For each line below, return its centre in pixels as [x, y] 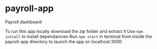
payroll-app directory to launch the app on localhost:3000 [64, 41]
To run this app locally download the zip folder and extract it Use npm [74, 31]
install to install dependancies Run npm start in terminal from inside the [79, 36]
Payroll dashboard [23, 22]
